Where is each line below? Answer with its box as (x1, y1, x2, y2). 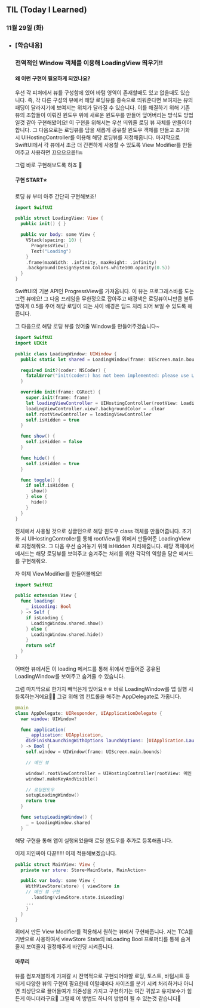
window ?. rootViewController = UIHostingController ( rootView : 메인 (26, 770, 192, 776)
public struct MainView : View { (14, 861, 96, 868)
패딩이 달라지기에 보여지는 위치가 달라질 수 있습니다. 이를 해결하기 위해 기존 (14, 104, 190, 111)
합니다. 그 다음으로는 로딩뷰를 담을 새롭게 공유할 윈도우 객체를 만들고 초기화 (14, 127, 190, 134)
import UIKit (14, 340, 48, 346)
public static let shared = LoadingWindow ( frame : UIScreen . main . (20, 357, 187, 362)
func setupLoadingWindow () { (20, 815, 93, 820)
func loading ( (20, 598, 56, 604)
